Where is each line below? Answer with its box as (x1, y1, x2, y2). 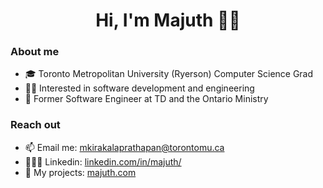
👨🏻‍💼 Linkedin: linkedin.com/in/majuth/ (24, 155, 182, 168)
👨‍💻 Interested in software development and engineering (24, 82, 255, 94)
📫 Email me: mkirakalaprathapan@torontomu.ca (24, 141, 225, 153)
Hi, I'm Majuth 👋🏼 (95, 9, 241, 32)
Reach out (10, 118, 61, 132)
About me (10, 45, 60, 59)
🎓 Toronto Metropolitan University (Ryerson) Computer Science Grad (24, 68, 314, 80)
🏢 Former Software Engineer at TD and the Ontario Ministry (24, 93, 269, 105)
